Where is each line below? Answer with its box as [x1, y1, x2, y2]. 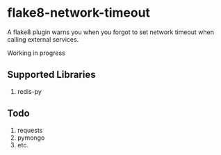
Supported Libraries [7, 69, 96, 81]
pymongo [17, 133, 45, 142]
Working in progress [7, 49, 66, 57]
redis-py [17, 87, 42, 95]
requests [17, 126, 43, 134]
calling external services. [7, 35, 79, 43]
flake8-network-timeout [7, 5, 151, 21]
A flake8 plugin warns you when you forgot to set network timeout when [7, 28, 214, 36]
